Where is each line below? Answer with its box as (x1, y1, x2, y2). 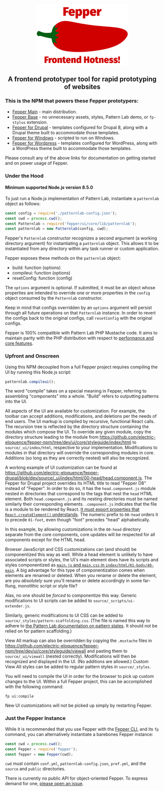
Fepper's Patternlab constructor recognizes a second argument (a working (5, 235, 158, 241)
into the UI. (5, 398, 27, 404)
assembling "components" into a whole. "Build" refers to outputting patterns (5, 393, 159, 399)
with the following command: (5, 684, 64, 690)
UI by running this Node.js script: (5, 369, 71, 375)
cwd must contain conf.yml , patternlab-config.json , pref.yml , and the (5, 761, 146, 766)
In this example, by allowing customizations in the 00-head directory (5, 526, 141, 532)
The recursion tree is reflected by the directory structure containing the (5, 424, 149, 429)
